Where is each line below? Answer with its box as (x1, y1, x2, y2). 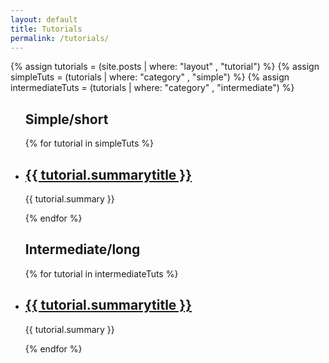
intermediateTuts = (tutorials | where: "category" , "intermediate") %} (10, 82, 295, 94)
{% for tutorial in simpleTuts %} (24, 137, 154, 150)
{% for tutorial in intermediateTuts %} (24, 267, 179, 280)
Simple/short (24, 111, 109, 128)
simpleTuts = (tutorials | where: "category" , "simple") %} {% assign (10, 71, 290, 83)
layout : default (10, 14, 78, 25)
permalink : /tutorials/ (10, 33, 110, 43)
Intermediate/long (24, 241, 141, 258)
